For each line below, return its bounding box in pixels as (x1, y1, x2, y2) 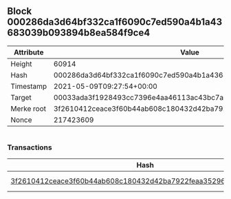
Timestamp (10, 81, 47, 91)
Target (10, 92, 32, 102)
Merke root (10, 103, 47, 113)
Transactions (7, 143, 53, 152)
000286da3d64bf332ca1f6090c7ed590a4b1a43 (7, 17, 222, 28)
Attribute (13, 48, 44, 57)
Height (10, 59, 32, 68)
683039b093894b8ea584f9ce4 (7, 27, 151, 39)
